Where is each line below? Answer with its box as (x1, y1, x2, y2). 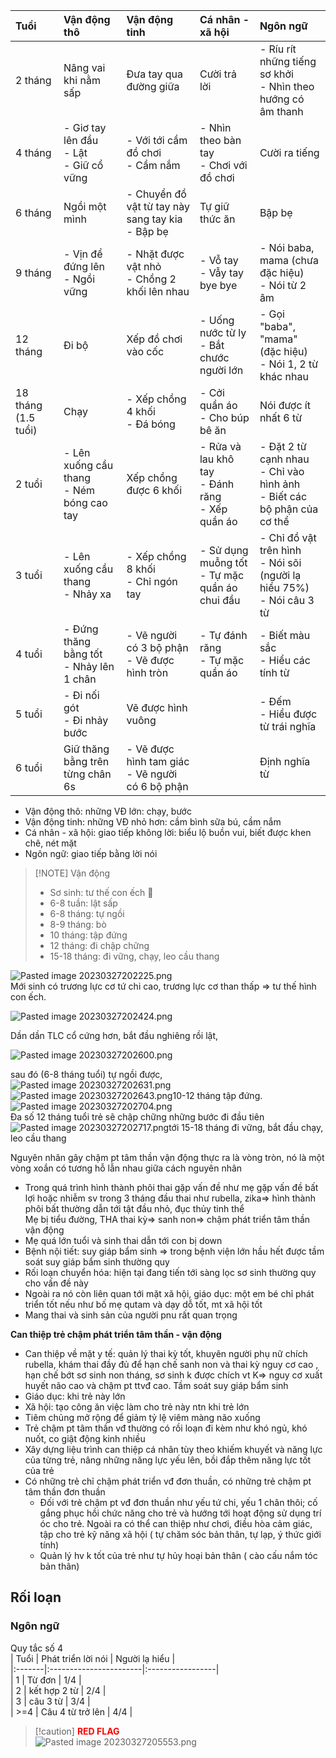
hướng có (259, 92, 305, 106)
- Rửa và (199, 440, 242, 453)
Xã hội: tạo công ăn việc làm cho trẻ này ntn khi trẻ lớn (24, 1401, 250, 1413)
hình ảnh (259, 477, 301, 491)
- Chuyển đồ (126, 187, 187, 201)
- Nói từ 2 (259, 279, 307, 292)
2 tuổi (15, 477, 43, 491)
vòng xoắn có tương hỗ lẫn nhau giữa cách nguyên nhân (10, 1162, 243, 1174)
